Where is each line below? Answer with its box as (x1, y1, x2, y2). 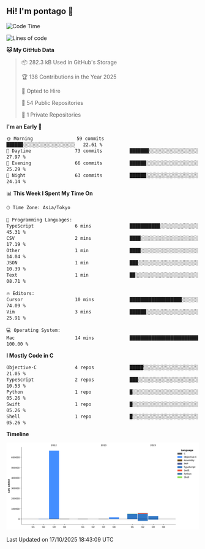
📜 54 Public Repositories (21, 99, 84, 106)
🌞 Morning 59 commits (6, 136, 105, 142)
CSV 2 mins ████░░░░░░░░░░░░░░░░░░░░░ (6, 235, 199, 241)
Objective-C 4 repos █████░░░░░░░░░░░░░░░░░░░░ (6, 364, 199, 370)
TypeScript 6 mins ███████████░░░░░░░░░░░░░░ (6, 223, 199, 229)
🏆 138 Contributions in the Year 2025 (21, 73, 117, 80)
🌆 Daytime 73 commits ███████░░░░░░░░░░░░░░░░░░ (6, 148, 199, 154)
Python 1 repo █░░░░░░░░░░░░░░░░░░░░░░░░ (6, 389, 199, 395)
